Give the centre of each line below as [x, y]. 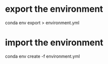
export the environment [54, 9]
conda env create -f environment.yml [43, 56]
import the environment [54, 43]
